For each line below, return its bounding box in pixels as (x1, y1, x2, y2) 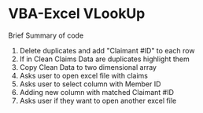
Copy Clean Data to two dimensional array (19, 62, 157, 71)
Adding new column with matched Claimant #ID (19, 87, 175, 97)
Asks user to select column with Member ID (19, 79, 161, 89)
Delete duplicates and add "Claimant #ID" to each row (19, 46, 195, 55)
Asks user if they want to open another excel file (19, 96, 177, 105)
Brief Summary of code (8, 31, 84, 40)
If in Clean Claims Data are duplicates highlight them (19, 54, 190, 64)
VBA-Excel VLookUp (8, 5, 146, 23)
